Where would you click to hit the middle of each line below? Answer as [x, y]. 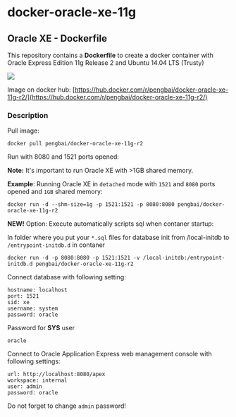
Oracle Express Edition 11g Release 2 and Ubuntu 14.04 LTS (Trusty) [106, 63]
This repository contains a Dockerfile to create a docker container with [110, 55]
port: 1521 [23, 296]
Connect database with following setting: [67, 277]
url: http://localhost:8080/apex [56, 375]
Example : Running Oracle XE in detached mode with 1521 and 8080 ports [111, 184]
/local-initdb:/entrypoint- [184, 258]
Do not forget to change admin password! [67, 406]
